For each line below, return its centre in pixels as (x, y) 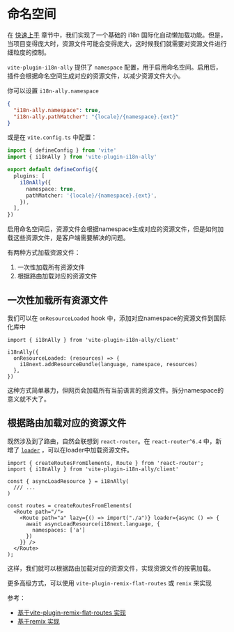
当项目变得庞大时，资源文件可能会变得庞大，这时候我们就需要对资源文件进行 (117, 43)
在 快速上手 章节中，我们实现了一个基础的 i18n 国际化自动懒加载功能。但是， (117, 35)
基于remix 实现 (39, 621)
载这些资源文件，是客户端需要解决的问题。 (68, 238)
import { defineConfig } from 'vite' (62, 150)
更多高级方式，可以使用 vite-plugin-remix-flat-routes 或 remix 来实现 (110, 583)
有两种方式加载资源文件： (44, 253)
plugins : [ (29, 176)
